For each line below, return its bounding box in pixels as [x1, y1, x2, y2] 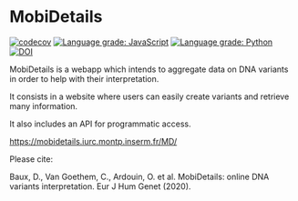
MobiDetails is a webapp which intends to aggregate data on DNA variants [9, 64, 289, 75]
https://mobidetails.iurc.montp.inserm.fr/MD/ [9, 136, 178, 146]
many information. [9, 100, 78, 111]
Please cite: [9, 153, 54, 165]
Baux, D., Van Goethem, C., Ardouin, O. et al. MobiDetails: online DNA [9, 171, 270, 182]
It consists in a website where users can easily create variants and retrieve [9, 91, 290, 102]
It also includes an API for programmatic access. [9, 118, 191, 129]
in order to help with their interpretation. [9, 73, 159, 84]
